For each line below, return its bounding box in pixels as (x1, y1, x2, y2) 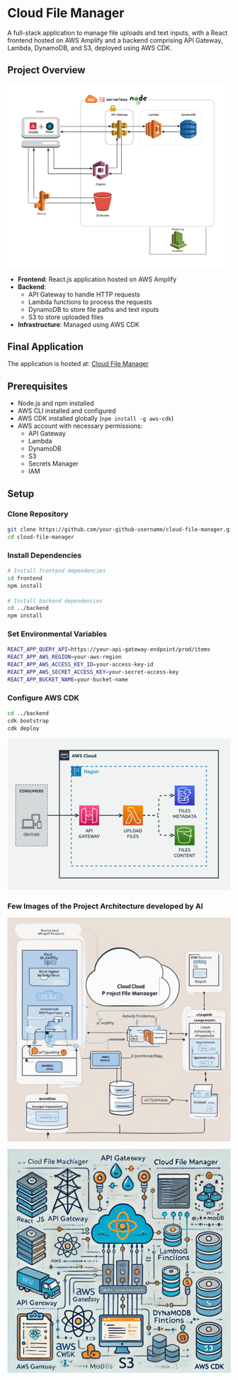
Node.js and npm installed (17, 399, 94, 408)
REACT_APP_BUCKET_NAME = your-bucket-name (7, 676, 129, 683)
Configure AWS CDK (7, 693, 79, 703)
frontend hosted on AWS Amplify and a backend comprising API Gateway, (7, 36, 223, 44)
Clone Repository (7, 509, 69, 519)
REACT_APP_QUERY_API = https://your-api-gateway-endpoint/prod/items (7, 646, 211, 653)
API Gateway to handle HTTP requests (28, 290, 140, 298)
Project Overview (7, 64, 86, 76)
